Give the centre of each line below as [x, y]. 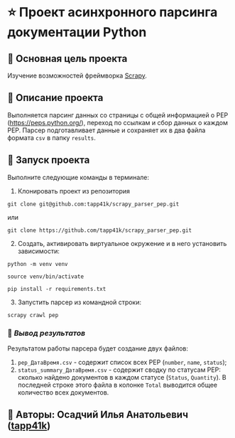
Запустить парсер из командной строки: [80, 302]
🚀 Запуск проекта [49, 160]
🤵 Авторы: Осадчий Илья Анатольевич [98, 415]
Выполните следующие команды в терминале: [78, 177]
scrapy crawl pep [33, 315]
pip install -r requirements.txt [57, 289]
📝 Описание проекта [55, 98]
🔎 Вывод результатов [47, 333]
